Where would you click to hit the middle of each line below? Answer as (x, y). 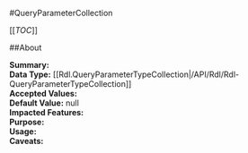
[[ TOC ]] (23, 30)
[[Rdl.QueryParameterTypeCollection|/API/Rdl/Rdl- (146, 74)
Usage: (23, 132)
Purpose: (27, 122)
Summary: (29, 65)
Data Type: (30, 74)
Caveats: (27, 141)
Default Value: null (44, 103)
